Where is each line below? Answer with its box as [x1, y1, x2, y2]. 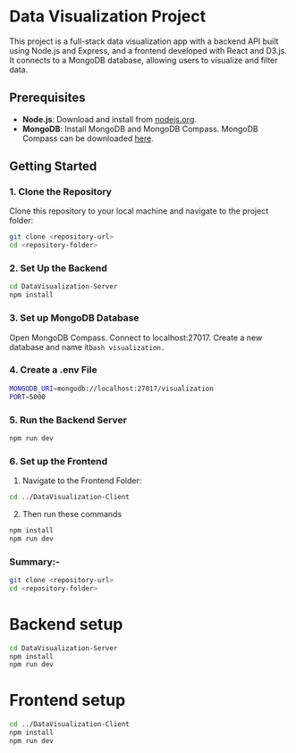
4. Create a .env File [9, 364, 97, 376]
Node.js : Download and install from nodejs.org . [21, 113, 197, 124]
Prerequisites [9, 90, 86, 105]
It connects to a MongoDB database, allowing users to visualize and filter [9, 54, 278, 65]
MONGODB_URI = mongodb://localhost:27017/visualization [9, 384, 215, 393]
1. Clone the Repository [9, 186, 112, 198]
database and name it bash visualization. [9, 341, 165, 352]
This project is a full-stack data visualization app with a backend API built [9, 36, 279, 46]
